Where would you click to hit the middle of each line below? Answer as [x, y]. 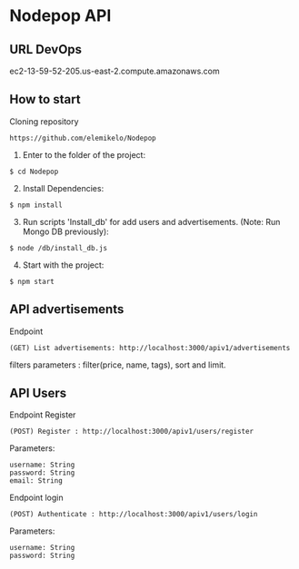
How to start [45, 99]
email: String [36, 481]
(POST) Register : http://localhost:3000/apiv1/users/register [132, 432]
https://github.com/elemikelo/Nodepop [83, 138]
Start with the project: [63, 265]
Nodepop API [60, 16]
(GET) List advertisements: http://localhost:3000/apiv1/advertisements [150, 348]
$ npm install [36, 205]
